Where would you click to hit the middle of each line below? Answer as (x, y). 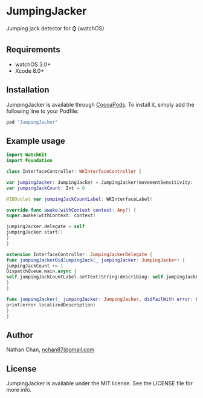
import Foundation (29, 161)
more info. (19, 390)
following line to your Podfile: (43, 111)
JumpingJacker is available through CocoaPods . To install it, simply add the (100, 104)
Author (20, 335)
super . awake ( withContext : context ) (51, 216)
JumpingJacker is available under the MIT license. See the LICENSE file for (100, 383)
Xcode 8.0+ (30, 70)
